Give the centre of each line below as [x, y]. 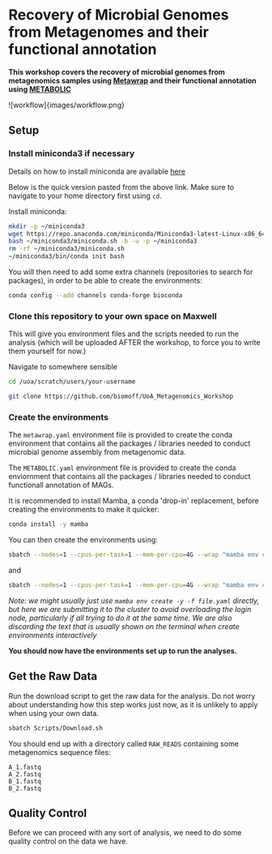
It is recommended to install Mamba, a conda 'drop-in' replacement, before [134, 501]
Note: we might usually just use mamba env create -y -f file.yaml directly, [134, 600]
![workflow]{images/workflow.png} [67, 105]
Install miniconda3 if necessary [72, 153]
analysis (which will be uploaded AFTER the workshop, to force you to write [134, 343]
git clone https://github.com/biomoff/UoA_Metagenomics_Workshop [121, 397]
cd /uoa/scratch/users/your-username [72, 382]
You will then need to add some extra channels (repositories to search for [131, 272]
